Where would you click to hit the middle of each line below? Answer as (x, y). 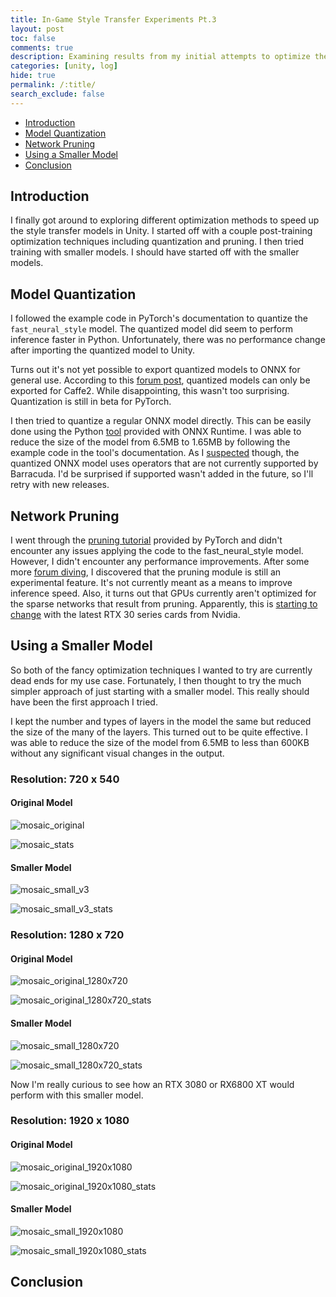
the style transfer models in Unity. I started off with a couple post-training (161, 231)
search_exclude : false (57, 94)
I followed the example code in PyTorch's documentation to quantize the (159, 318)
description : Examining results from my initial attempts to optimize (160, 57)
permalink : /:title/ (53, 85)
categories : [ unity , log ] (64, 66)
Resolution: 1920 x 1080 (70, 1121)
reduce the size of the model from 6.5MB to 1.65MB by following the (150, 442)
